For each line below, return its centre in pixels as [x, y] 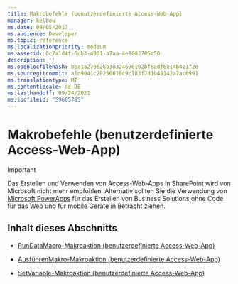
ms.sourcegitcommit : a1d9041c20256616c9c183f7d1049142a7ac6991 [103, 73]
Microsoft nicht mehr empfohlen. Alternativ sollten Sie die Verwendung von [117, 191]
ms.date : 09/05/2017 [38, 27]
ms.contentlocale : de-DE [44, 87]
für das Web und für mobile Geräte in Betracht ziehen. [86, 206]
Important [22, 169]
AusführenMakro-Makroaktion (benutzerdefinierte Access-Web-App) [119, 259]
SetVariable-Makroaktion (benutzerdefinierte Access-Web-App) [111, 273]
